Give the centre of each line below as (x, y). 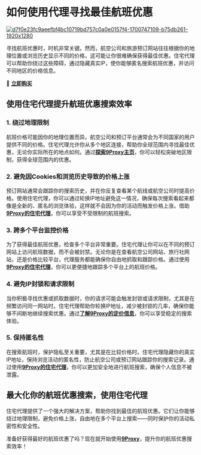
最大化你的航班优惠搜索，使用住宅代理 (77, 395)
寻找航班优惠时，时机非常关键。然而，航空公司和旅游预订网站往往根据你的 (98, 48)
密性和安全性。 (25, 426)
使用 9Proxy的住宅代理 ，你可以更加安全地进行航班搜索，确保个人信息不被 (102, 367)
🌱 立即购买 (19, 83)
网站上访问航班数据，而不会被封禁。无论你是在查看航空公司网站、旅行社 (95, 252)
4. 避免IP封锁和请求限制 (40, 284)
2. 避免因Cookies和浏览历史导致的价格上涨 (68, 176)
